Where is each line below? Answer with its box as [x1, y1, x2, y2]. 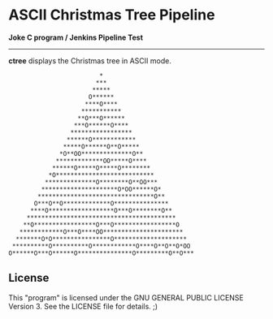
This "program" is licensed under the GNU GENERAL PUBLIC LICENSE [8, 292, 244, 302]
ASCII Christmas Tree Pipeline [8, 6, 215, 24]
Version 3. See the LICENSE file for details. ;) [8, 301, 158, 311]
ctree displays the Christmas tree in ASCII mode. [8, 55, 172, 66]
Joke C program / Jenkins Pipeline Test [8, 32, 144, 42]
